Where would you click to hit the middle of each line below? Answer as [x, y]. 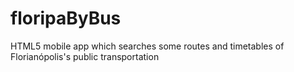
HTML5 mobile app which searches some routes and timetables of [147, 46]
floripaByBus [66, 18]
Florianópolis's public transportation [85, 56]
